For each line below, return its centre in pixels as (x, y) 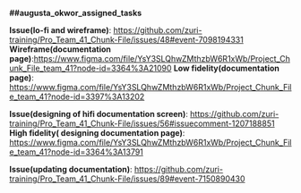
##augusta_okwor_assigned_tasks (76, 13)
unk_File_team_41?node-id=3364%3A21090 (90, 68)
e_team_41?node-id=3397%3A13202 (77, 96)
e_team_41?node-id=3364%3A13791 (76, 152)
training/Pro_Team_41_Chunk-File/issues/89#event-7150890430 (127, 179)
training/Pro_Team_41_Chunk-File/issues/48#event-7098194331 (126, 40)
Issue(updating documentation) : (71, 169)
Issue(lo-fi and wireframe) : (60, 30)
